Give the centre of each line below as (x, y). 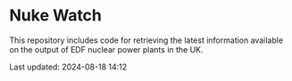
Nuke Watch (56, 16)
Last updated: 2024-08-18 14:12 (68, 67)
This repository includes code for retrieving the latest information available (146, 40)
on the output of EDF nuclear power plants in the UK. (106, 49)
